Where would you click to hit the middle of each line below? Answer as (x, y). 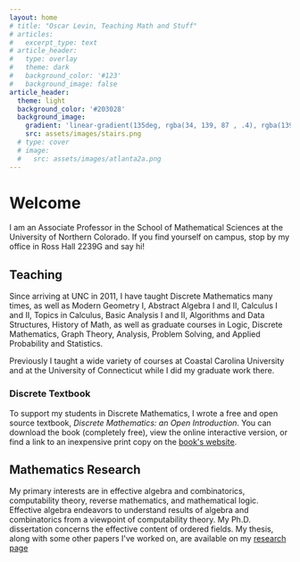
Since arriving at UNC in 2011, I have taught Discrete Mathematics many (141, 297)
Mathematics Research (75, 470)
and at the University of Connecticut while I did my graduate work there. (142, 371)
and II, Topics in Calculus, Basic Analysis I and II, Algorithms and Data (137, 315)
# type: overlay (43, 59)
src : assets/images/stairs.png (83, 134)
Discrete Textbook (50, 394)
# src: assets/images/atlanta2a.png (90, 159)
